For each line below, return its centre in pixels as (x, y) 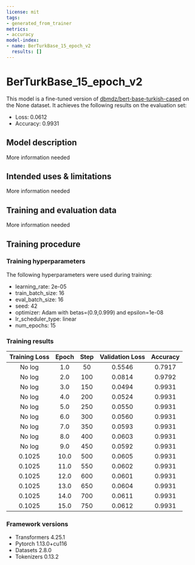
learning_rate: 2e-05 (41, 286)
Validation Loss (122, 357)
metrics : (17, 29)
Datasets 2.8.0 (33, 550)
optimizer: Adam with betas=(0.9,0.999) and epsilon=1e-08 (89, 312)
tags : (13, 18)
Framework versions (37, 524)
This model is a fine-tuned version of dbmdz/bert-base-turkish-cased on (98, 99)
